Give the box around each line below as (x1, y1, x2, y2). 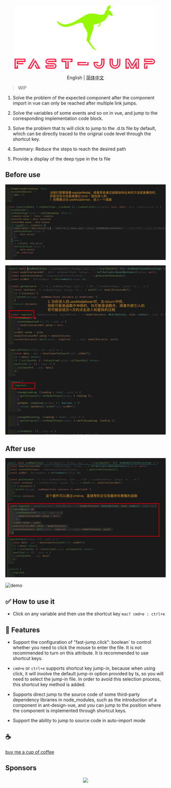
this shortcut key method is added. (12, 681, 85, 688)
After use (5, 444, 36, 453)
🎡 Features (5, 625, 40, 634)
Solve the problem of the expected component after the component (12, 95, 155, 100)
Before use (5, 171, 41, 179)
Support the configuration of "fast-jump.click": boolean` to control (12, 639, 152, 645)
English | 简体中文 (67, 74, 104, 81)
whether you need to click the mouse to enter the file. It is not (12, 645, 142, 650)
